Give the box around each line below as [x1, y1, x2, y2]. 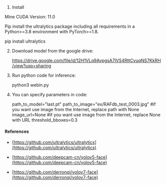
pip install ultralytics [4, 38, 46, 44]
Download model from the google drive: [11, 48, 94, 54]
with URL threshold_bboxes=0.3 [11, 117, 78, 123]
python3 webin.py [11, 82, 49, 88]
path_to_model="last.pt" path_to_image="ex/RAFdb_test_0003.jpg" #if [11, 101, 156, 107]
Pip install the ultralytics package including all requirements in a [4, 23, 135, 29]
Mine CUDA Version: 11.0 [4, 14, 55, 19]
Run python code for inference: [11, 72, 76, 78]
